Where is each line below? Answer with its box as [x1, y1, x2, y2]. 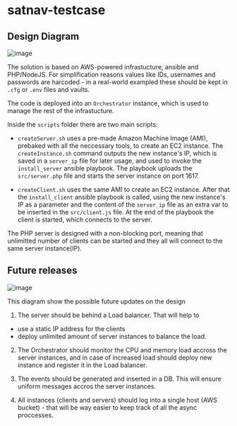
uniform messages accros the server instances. [17, 381, 157, 391]
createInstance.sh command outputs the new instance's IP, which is [17, 149, 217, 157]
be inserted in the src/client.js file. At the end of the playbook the [17, 208, 214, 216]
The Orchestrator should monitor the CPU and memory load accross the [17, 345, 227, 354]
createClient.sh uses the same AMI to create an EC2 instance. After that [17, 185, 230, 193]
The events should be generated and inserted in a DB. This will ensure [17, 374, 222, 383]
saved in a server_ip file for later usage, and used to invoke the [17, 156, 202, 165]
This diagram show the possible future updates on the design [7, 297, 186, 306]
